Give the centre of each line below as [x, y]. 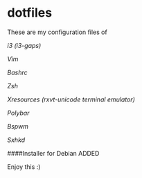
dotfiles [30, 13]
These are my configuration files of [57, 32]
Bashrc [17, 72]
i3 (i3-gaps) [24, 45]
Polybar [18, 113]
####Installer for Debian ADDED [53, 153]
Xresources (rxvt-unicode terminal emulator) [71, 99]
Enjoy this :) [24, 167]
